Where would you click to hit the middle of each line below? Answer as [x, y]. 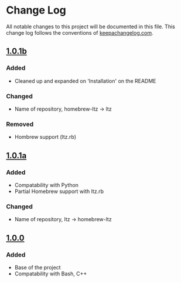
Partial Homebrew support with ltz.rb [59, 191]
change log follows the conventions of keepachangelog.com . [80, 32]
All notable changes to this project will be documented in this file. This [91, 26]
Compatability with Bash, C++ [51, 274]
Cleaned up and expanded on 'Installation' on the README [85, 81]
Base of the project [37, 267]
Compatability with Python [47, 185]
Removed [20, 124]
